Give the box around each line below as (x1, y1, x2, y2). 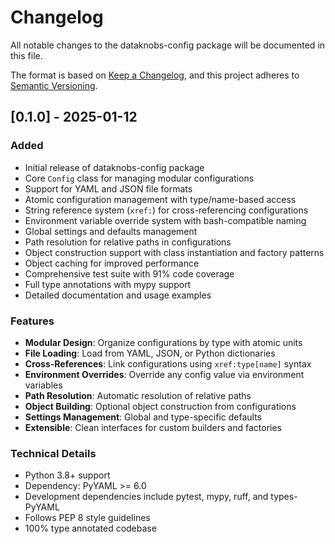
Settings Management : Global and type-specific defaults (24, 411, 263, 423)
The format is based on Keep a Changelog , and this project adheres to (10, 69, 300, 81)
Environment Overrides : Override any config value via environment (24, 368, 305, 380)
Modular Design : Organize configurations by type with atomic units (24, 336, 303, 348)
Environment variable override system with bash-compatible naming (24, 214, 307, 226)
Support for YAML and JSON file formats (24, 182, 193, 195)
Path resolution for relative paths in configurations (24, 236, 232, 248)
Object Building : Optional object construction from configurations (24, 400, 297, 412)
